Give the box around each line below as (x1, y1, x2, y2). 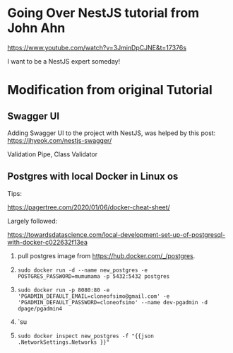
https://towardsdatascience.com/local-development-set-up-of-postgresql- (7, 230, 226, 238)
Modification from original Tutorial (7, 82, 213, 98)
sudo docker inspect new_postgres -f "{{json (17, 332, 154, 340)
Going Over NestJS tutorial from (7, 5, 200, 21)
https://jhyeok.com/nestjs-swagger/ (7, 136, 112, 144)
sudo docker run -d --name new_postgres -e (17, 267, 148, 274)
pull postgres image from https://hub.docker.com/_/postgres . (17, 251, 196, 260)
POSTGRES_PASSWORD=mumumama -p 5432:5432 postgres (17, 272, 170, 280)
